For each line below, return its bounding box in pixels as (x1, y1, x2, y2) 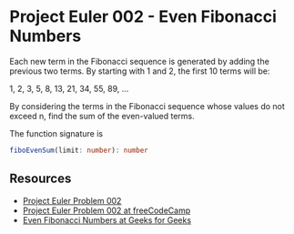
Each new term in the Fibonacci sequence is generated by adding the (9, 56, 270, 66)
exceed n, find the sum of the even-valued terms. (9, 110, 196, 121)
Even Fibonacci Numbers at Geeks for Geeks (22, 214, 192, 225)
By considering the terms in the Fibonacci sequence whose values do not (9, 100, 285, 111)
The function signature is (9, 127, 103, 138)
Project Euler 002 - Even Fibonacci (9, 6, 278, 27)
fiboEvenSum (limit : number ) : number (9, 146, 148, 155)
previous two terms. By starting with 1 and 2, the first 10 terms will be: (9, 66, 270, 76)
